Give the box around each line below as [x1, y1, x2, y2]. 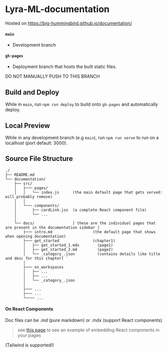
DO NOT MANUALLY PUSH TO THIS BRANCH [5, 73, 100, 79]
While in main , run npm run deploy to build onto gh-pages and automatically [5, 102, 158, 108]
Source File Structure [5, 154, 73, 163]
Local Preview [5, 121, 50, 130]
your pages [17, 332, 41, 338]
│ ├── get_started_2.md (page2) [23, 247, 113, 252]
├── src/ [14, 181, 33, 186]
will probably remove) [5, 194, 53, 199]
